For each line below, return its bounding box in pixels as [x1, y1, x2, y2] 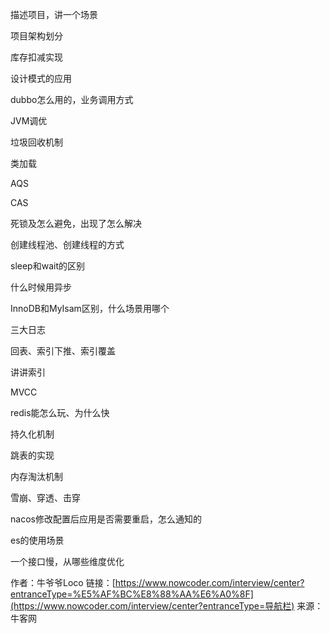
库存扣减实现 [10, 51, 63, 63]
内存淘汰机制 [10, 471, 63, 482]
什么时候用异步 [10, 281, 72, 293]
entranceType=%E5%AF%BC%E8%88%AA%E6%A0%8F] [10, 588, 254, 600]
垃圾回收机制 [10, 136, 63, 148]
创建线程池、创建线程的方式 [10, 239, 125, 250]
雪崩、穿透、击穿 [10, 492, 81, 503]
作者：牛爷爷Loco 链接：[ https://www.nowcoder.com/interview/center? [10, 577, 305, 588]
